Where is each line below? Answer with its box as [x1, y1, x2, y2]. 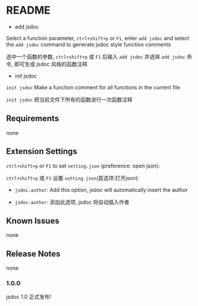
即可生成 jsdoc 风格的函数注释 [14, 60, 87, 67]
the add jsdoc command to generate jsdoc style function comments [6, 41, 171, 48]
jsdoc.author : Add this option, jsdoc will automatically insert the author [14, 186, 188, 193]
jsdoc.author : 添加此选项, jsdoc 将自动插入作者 [14, 198, 130, 205]
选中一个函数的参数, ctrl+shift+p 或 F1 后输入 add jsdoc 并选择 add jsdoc [6, 53, 186, 60]
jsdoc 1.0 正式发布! [6, 294, 51, 301]
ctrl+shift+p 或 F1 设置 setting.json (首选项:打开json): [6, 174, 139, 181]
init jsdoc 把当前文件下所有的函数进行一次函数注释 [6, 96, 133, 103]
